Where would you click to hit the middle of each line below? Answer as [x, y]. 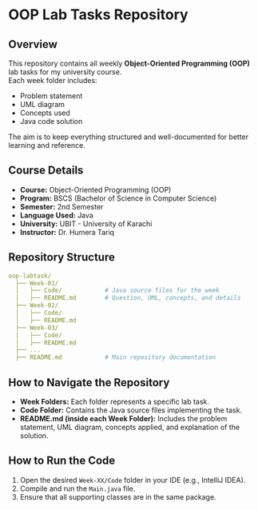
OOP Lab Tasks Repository [99, 15]
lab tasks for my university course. [65, 72]
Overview [33, 44]
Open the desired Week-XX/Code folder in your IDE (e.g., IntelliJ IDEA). [133, 480]
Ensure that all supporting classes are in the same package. [118, 496]
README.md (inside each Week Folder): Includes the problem [123, 418]
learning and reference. [47, 145]
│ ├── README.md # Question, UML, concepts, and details [128, 298]
